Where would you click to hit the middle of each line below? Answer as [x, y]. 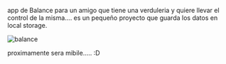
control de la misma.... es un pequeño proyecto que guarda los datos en [113, 18]
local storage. [27, 25]
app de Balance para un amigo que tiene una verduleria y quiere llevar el [113, 10]
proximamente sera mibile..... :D [54, 53]
